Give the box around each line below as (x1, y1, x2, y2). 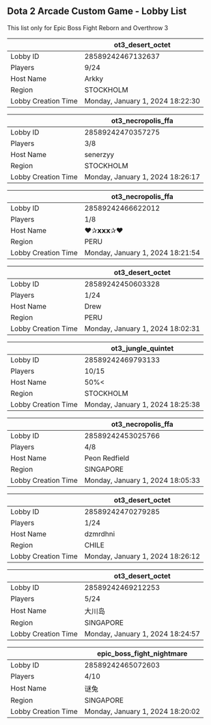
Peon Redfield (84, 453, 130, 462)
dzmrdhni (84, 529, 115, 538)
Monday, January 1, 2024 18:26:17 (84, 171, 200, 181)
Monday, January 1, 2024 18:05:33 (84, 475, 200, 485)
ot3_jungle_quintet (111, 343, 174, 353)
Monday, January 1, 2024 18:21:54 (84, 248, 200, 257)
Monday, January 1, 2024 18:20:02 (84, 706, 200, 716)
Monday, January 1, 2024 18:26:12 (84, 551, 200, 561)
